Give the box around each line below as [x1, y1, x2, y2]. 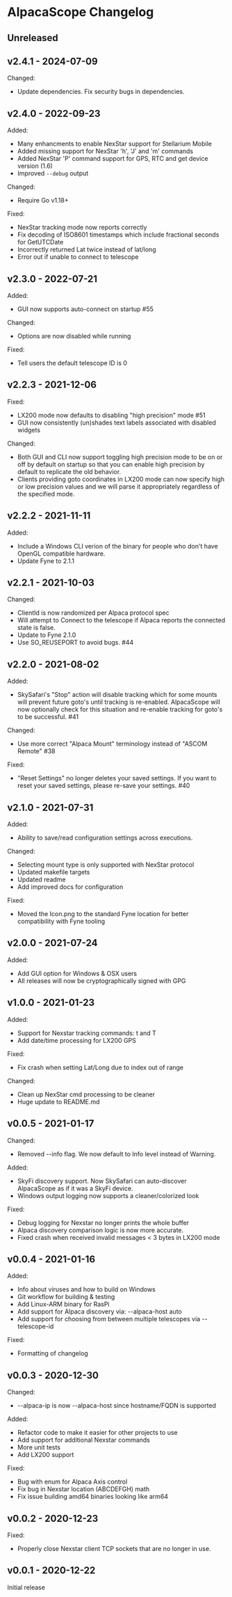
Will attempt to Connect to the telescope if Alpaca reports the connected [17, 616, 226, 624]
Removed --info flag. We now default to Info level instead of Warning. [17, 1149, 216, 1158]
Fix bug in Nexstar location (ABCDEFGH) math [17, 1485, 150, 1493]
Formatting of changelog [17, 1349, 88, 1358]
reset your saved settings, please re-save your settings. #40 [17, 781, 190, 790]
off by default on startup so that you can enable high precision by [17, 460, 205, 469]
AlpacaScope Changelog [7, 4, 154, 20]
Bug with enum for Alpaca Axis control [17, 1477, 128, 1486]
